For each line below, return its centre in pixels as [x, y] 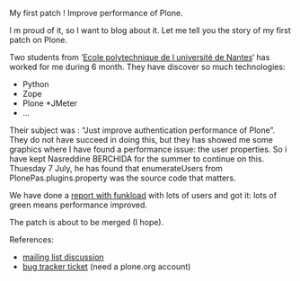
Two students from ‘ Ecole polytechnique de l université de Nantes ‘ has [140, 57]
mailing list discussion [63, 257]
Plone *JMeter [50, 103]
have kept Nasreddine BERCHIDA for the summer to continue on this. [137, 159]
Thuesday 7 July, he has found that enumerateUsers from [116, 168]
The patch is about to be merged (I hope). [87, 222]
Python [35, 84]
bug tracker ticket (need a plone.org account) [106, 267]
